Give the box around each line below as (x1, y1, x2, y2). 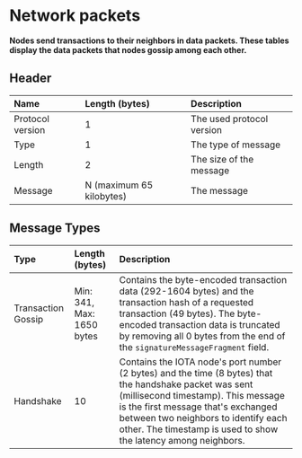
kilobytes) (84, 189, 128, 202)
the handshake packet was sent (119, 378, 253, 391)
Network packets (9, 5, 141, 26)
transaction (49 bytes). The (119, 307, 235, 320)
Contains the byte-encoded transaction (119, 273, 288, 286)
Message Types (9, 221, 101, 236)
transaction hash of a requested (119, 295, 254, 308)
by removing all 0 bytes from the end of (119, 330, 286, 342)
